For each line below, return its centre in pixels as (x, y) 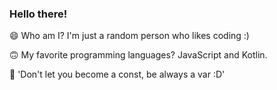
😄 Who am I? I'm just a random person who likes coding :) (129, 36)
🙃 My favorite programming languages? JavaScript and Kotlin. (138, 55)
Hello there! (38, 14)
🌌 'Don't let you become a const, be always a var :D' (117, 74)
